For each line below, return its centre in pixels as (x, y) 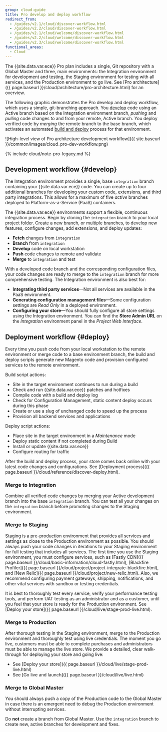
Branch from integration (38, 243)
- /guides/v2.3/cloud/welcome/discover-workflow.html (67, 43)
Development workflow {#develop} (61, 169)
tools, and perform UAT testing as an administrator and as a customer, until (82, 598)
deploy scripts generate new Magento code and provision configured (76, 360)
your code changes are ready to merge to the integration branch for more (82, 274)
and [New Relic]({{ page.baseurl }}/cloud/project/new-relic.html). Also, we (82, 573)
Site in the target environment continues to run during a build (75, 385)
